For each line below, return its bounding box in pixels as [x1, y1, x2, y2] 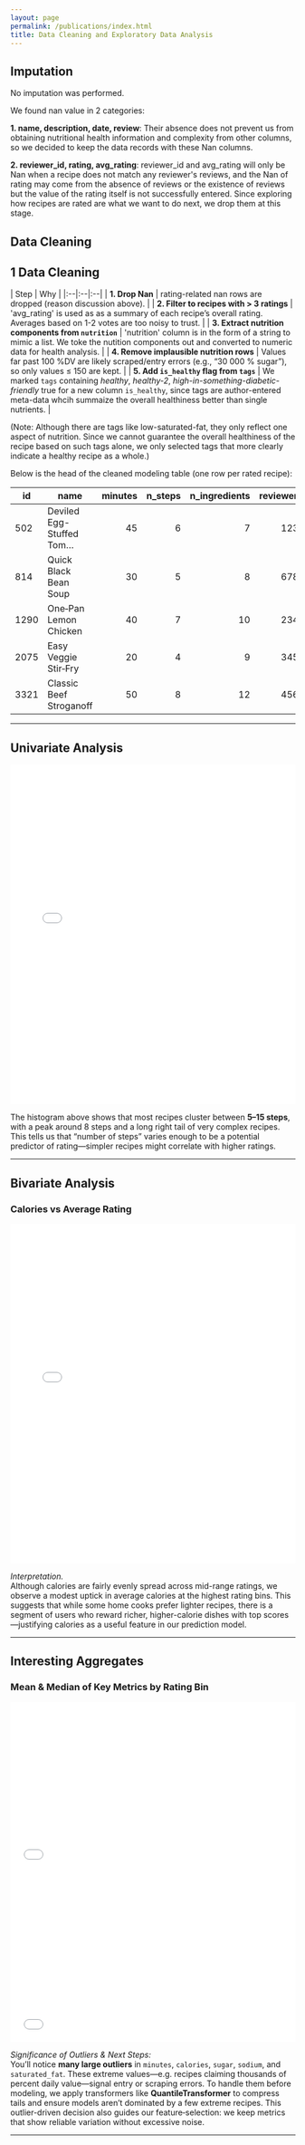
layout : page [10, 13, 60, 23]
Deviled [47, 505, 80, 517]
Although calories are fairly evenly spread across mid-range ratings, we [10, 1580, 278, 1591]
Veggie [47, 651, 78, 664]
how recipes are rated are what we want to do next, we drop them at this [10, 198, 281, 209]
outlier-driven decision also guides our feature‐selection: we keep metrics [10, 2107, 286, 2118]
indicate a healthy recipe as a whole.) [10, 450, 150, 462]
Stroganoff [47, 699, 93, 712]
